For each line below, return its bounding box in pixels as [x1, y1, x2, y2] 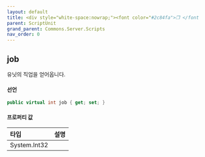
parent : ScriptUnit [7, 20, 57, 26]
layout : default [7, 8, 48, 15]
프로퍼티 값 [7, 113, 33, 121]
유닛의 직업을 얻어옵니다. [7, 70, 66, 78]
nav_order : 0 [7, 32, 40, 38]
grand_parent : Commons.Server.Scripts [7, 25, 105, 32]
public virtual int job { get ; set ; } [7, 99, 105, 106]
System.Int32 [10, 141, 49, 149]
